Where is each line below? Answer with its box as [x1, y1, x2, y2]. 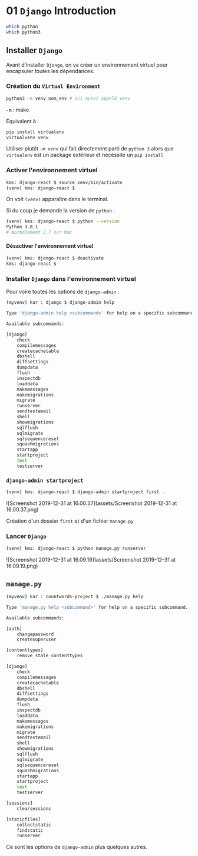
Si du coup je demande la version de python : [6, 207, 115, 214]
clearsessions [16, 805, 51, 812]
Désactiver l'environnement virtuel [6, 242, 94, 249]
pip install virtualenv [6, 129, 65, 135]
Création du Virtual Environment [6, 82, 101, 90]
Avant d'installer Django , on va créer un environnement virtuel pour [6, 61, 168, 68]
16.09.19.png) [6, 562, 38, 570]
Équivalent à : [6, 117, 39, 124]
